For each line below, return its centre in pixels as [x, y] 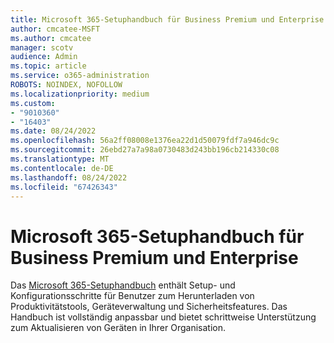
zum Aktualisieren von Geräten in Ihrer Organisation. [118, 328]
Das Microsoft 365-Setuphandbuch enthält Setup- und [123, 285]
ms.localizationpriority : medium [80, 94]
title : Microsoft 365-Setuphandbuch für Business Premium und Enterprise [167, 19]
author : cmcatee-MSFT [55, 29]
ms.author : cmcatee [51, 38]
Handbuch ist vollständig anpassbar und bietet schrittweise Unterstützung [163, 317]
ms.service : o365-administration [80, 76]
